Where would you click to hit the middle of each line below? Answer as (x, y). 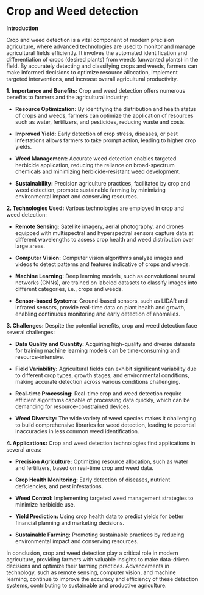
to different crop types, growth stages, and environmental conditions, (102, 375)
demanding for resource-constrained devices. (73, 406)
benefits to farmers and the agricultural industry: (67, 97)
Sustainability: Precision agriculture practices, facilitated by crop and (103, 183)
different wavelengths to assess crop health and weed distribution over (104, 239)
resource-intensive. (40, 357)
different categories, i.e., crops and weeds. (69, 289)
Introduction (22, 28)
